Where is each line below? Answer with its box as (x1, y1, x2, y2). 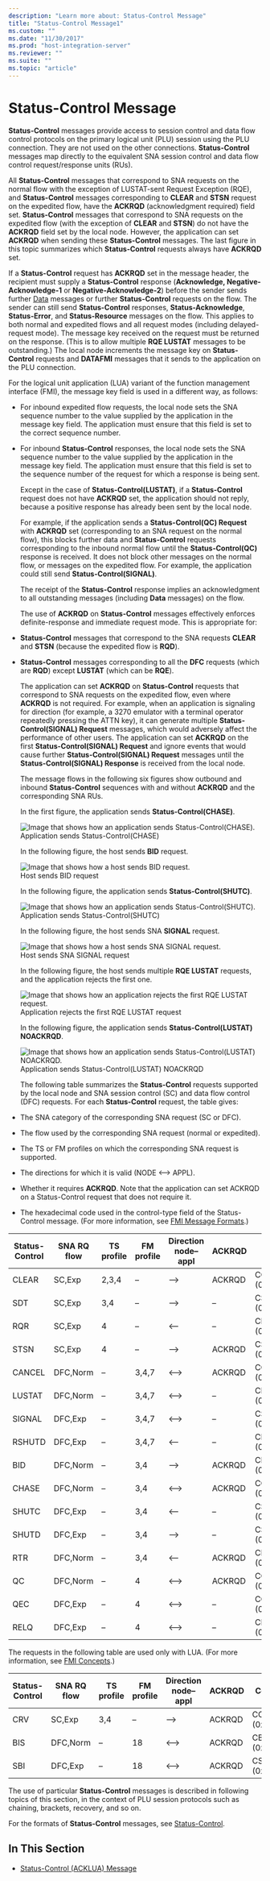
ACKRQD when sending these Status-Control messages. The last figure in (8, 235, 256, 245)
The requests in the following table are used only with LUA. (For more (8, 1647, 239, 1657)
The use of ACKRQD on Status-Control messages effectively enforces (19, 608, 256, 618)
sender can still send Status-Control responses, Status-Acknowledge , (8, 302, 245, 312)
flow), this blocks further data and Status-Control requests (19, 534, 217, 544)
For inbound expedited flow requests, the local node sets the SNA (19, 402, 239, 412)
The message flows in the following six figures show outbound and (19, 774, 243, 783)
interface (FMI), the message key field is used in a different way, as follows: (8, 386, 259, 396)
